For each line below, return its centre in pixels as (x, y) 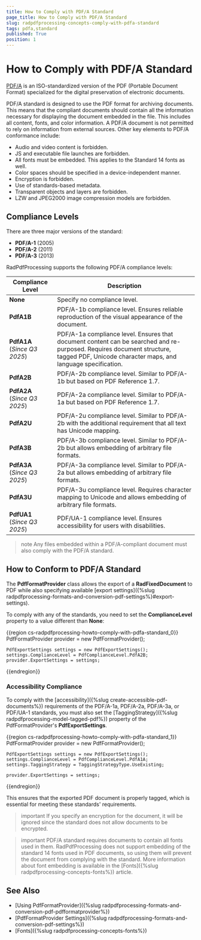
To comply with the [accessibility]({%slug (57, 700)
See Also (23, 891)
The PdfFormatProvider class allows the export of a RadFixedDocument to (99, 584)
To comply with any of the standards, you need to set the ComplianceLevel (99, 614)
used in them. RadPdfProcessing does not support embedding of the (106, 846)
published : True (26, 34)
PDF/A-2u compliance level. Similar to (111, 416)
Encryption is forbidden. (45, 179)
